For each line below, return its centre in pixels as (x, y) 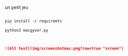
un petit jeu (17, 7)
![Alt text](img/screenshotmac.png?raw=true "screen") (64, 48)
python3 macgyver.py (27, 30)
